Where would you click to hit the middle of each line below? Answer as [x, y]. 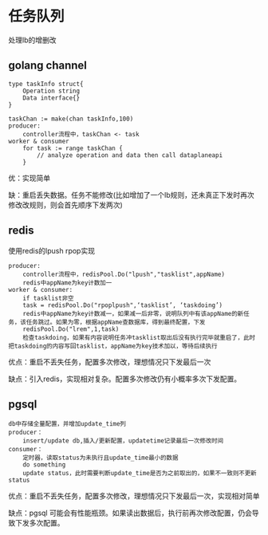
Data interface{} [51, 98]
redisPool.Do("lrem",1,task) [71, 329]
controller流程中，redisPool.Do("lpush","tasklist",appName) [124, 274]
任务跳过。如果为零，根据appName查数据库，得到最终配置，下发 [116, 322]
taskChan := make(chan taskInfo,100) [71, 119]
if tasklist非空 [48, 298]
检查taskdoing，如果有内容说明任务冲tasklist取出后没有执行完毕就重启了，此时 [139, 337]
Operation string [51, 91]
